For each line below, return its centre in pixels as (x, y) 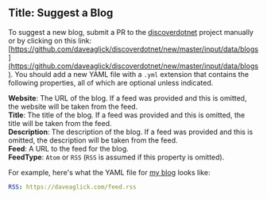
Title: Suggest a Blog (61, 13)
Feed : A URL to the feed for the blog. (68, 148)
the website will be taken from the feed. (73, 106)
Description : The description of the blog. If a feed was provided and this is (131, 132)
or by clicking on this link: (50, 40)
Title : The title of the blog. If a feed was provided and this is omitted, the (127, 115)
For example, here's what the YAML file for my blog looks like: (109, 172)
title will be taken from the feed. (60, 123)
